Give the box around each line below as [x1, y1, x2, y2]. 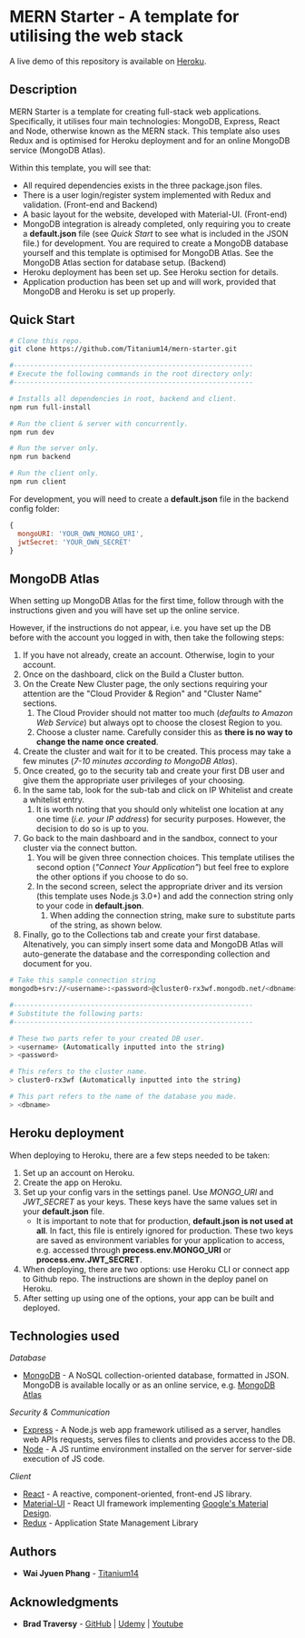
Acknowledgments [9, 1594, 120, 1610]
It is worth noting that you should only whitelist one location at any [35, 804, 284, 815]
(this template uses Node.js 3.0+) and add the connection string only [35, 891, 294, 902]
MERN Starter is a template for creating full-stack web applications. [9, 106, 261, 117]
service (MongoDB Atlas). [9, 144, 106, 155]
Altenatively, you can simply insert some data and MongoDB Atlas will [22, 939, 284, 950]
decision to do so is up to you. [35, 823, 150, 834]
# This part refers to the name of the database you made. [9, 1092, 238, 1101]
